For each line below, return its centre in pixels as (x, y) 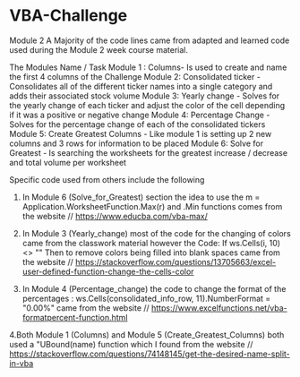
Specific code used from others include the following (107, 179)
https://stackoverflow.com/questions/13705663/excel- (176, 261)
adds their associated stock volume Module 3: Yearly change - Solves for (145, 96)
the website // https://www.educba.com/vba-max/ (115, 216)
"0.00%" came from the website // (86, 308)
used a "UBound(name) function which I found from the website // (131, 344)
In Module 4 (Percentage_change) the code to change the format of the (154, 288)
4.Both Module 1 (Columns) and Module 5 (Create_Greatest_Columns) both (147, 334)
